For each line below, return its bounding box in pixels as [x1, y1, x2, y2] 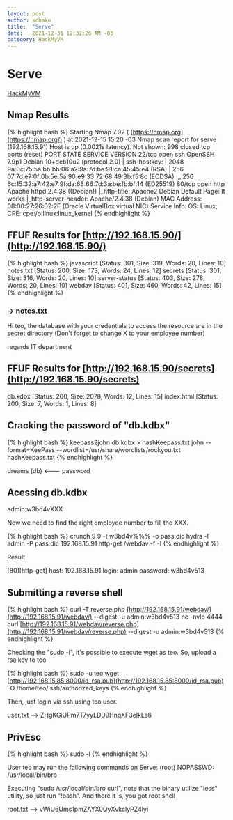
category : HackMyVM [7, 36, 64, 43]
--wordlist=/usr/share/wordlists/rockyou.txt [56, 445, 181, 454]
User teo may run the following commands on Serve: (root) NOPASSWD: [7, 764, 214, 772]
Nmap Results [7, 109, 70, 121]
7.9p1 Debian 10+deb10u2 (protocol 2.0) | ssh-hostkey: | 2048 [7, 157, 184, 166]
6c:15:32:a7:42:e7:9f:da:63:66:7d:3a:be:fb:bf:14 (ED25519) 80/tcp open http [7, 179, 225, 188]
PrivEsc [7, 731, 42, 743]
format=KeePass [7, 445, 56, 454]
